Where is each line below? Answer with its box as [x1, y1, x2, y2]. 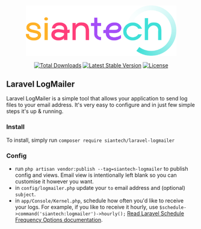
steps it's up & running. [6, 108, 64, 115]
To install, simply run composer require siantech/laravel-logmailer [6, 136, 175, 144]
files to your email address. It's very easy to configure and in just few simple [6, 102, 196, 109]
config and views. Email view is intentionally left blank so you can [14, 171, 178, 179]
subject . [14, 191, 36, 198]
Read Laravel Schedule [127, 210, 185, 217]
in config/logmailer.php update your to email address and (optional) [14, 184, 185, 191]
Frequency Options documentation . [14, 216, 104, 223]
